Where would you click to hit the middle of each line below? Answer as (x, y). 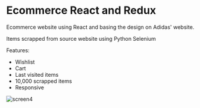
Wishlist (25, 62)
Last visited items (37, 74)
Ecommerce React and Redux (81, 10)
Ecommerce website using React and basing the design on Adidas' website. (100, 27)
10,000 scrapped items (43, 81)
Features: (18, 50)
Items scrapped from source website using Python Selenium (81, 38)
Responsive (29, 87)
